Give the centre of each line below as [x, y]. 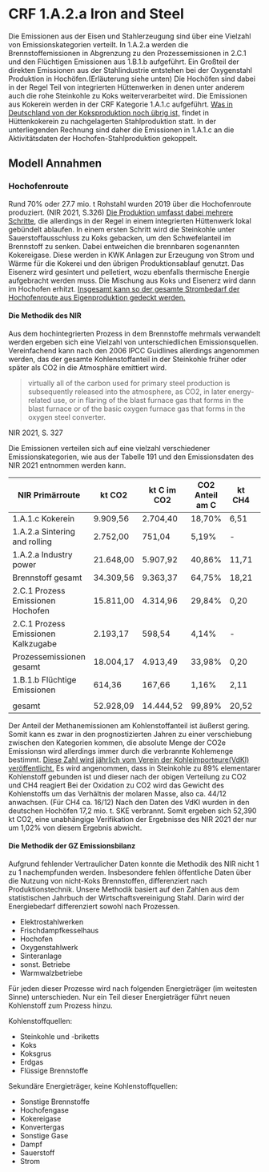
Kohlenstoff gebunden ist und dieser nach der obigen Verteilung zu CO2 [127, 776]
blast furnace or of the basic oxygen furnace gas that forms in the [137, 409]
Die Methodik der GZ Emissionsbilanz [72, 846]
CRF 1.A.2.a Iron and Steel [96, 14]
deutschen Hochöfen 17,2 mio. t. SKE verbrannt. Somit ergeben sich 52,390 [132, 811]
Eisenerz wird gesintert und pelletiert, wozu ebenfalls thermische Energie [129, 272]
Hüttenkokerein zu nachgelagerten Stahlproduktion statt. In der [112, 121]
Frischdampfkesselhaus [59, 931]
